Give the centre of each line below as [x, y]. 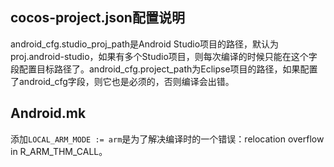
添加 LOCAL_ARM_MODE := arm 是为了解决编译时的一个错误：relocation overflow [167, 139]
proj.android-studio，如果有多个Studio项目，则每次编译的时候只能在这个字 [164, 56]
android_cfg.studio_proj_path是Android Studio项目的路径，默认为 [145, 44]
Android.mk [48, 113]
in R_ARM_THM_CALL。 [59, 151]
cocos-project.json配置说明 [97, 18]
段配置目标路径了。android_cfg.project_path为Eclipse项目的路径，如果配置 [164, 69]
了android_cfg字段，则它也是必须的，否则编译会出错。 [122, 81]
